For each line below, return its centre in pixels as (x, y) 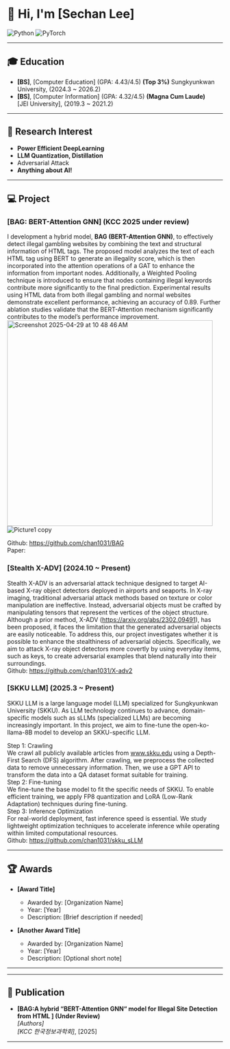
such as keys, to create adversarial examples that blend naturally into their (112, 656)
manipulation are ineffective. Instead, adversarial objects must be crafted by (114, 605)
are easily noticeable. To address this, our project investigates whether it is (113, 634)
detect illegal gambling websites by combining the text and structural (104, 244)
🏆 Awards (30, 869)
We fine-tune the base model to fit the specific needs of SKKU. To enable (111, 789)
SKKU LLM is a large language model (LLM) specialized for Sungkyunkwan (113, 703)
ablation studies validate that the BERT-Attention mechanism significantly (110, 310)
